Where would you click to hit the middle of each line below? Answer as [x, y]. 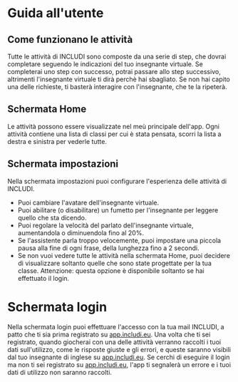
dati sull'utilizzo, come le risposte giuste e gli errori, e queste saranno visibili [119, 349]
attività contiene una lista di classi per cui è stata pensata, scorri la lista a [114, 134]
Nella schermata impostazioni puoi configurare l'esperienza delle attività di [117, 181]
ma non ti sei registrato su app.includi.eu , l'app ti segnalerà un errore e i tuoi [119, 364]
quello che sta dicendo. [52, 217]
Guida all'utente [56, 13]
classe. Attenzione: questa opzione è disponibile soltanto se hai [111, 270]
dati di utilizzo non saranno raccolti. [60, 372]
